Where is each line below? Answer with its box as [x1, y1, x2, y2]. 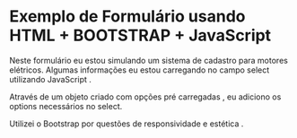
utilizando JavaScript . [9, 73, 92, 84]
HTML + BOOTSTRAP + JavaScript [9, 25, 272, 46]
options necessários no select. [9, 100, 123, 111]
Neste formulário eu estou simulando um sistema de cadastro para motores [9, 55, 289, 65]
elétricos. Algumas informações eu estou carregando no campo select [9, 65, 270, 75]
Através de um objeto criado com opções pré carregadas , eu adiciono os [9, 91, 282, 102]
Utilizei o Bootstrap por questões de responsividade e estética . [9, 118, 244, 129]
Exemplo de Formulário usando [9, 6, 246, 27]
